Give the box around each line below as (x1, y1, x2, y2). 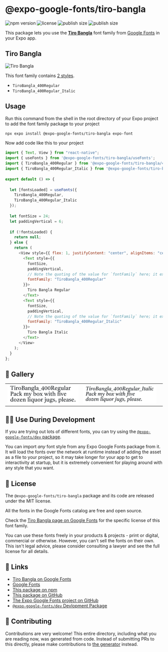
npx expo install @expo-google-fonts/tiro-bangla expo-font (5, 131, 133, 136)
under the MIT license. (5, 498, 51, 504)
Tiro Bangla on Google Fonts (12, 576, 71, 582)
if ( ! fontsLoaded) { (9, 229, 52, 235)
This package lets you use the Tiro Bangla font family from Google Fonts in (5, 30, 160, 36)
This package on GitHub (12, 592, 62, 598)
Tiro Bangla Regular (27, 288, 70, 293)
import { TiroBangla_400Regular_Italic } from (5, 166, 104, 171)
